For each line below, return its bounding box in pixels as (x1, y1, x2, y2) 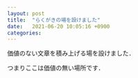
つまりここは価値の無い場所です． (7, 64, 105, 72)
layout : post (7, 10, 45, 17)
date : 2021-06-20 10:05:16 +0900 (7, 23, 110, 30)
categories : (7, 29, 42, 37)
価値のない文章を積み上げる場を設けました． (7, 49, 135, 57)
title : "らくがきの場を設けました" (7, 17, 101, 23)
